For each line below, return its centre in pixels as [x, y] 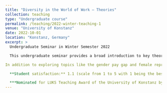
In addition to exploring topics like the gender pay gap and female [79, 65]
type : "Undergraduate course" [37, 19]
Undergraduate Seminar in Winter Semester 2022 [60, 47]
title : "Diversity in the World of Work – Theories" [61, 10]
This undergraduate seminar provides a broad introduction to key [80, 56]
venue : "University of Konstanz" [40, 28]
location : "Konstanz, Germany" [38, 38]
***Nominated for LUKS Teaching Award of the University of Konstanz [83, 83]
